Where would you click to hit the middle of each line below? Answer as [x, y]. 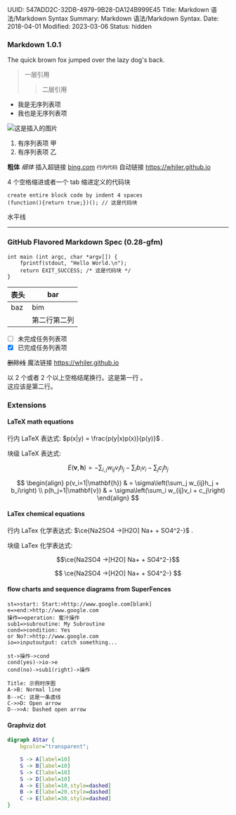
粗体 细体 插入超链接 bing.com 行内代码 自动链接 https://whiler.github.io [109, 167]
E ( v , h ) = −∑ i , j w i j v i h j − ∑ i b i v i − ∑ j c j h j [118, 468]
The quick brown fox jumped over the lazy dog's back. [86, 60]
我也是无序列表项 [42, 114]
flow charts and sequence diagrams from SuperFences [89, 589]
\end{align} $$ [118, 498]
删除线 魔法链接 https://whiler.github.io [63, 362]
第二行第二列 [53, 320]
